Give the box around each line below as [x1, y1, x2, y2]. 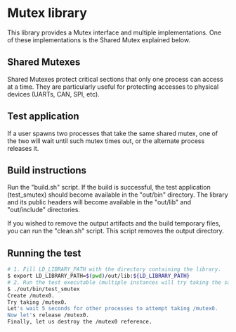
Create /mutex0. [7, 292, 55, 299]
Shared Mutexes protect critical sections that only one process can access [7, 75, 223, 83]
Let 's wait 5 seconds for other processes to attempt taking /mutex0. [7, 305, 218, 312]
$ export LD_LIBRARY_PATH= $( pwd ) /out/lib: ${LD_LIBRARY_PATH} [7, 273, 190, 280]
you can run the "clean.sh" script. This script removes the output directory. [7, 227, 225, 235]
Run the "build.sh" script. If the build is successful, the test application [7, 183, 211, 192]
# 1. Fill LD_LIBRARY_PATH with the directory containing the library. [7, 266, 221, 273]
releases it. [7, 144, 39, 152]
